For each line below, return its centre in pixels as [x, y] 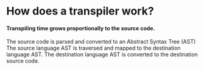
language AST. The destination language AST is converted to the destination [102, 54]
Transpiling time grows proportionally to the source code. [81, 28]
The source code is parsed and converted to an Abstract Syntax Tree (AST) [101, 42]
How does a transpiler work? [80, 11]
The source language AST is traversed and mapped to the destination [93, 48]
